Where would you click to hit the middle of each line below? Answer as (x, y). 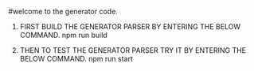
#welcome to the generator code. (63, 11)
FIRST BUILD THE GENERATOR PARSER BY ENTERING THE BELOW (130, 26)
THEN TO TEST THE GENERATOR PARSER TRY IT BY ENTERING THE (133, 50)
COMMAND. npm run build (63, 35)
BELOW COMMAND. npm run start (76, 59)
